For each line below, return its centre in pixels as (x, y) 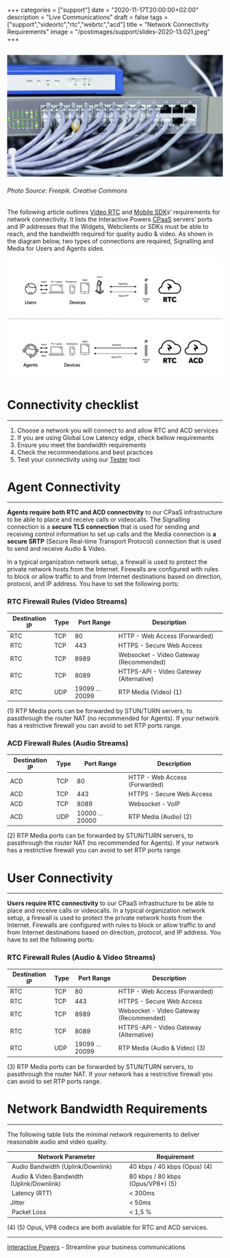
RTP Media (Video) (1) (151, 692)
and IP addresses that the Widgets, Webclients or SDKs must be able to (108, 227)
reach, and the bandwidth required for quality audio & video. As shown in (110, 234)
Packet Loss (29, 1212)
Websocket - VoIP (154, 804)
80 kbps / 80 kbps (155, 1176)
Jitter (17, 1202)
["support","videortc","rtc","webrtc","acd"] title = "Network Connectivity (108, 24)
